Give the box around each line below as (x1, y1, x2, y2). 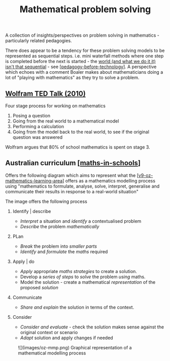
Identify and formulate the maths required (20, 248, 108, 255)
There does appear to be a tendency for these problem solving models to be (5, 47, 165, 54)
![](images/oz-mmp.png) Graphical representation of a (18, 344, 132, 350)
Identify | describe (12, 208, 51, 214)
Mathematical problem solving (19, 4, 151, 15)
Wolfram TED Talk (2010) (5, 89, 86, 98)
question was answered (12, 134, 63, 140)
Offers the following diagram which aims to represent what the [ (5, 172, 139, 178)
